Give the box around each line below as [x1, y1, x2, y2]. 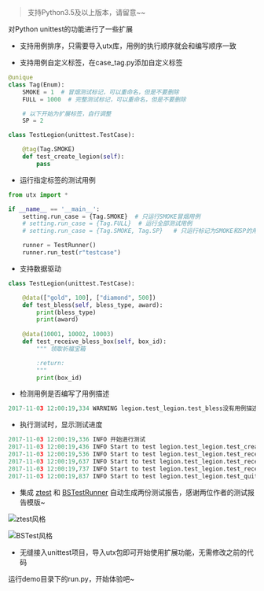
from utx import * [8, 190, 68, 199]
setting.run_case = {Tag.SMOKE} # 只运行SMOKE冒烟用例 [22, 212, 201, 220]
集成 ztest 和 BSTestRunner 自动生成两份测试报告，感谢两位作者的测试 [19, 487, 248, 497]
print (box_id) [36, 374, 82, 382]
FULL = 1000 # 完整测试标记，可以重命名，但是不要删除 [22, 95, 186, 103]
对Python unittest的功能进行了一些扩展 [8, 24, 134, 34]
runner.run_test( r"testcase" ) [22, 249, 122, 257]
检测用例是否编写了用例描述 [19, 389, 110, 398]
